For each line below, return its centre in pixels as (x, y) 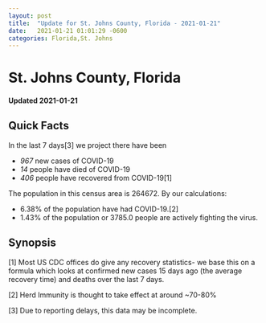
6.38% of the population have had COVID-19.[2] (99, 209)
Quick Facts (39, 126)
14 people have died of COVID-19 (75, 169)
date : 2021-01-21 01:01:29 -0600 (68, 31)
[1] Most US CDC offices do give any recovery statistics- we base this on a (132, 262)
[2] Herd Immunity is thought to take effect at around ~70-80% (113, 295)
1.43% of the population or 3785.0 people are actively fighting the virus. (139, 217)
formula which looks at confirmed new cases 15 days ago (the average (125, 271)
